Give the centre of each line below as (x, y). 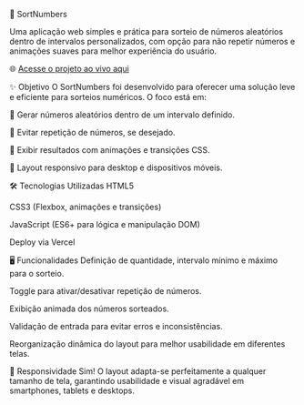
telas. (20, 354)
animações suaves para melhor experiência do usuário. (113, 51)
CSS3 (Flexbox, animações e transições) (86, 207)
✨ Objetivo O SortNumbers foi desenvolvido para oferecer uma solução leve (152, 87)
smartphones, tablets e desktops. (72, 390)
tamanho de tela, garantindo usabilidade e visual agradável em (127, 381)
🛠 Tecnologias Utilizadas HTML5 (72, 186)
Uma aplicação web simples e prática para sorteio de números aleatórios (147, 31)
